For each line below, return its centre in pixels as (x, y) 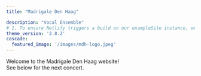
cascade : (17, 39)
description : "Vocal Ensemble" (45, 22)
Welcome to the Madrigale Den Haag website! (63, 61)
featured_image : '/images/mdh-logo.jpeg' (64, 45)
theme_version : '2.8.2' (36, 33)
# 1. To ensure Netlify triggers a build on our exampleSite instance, (97, 28)
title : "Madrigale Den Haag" (42, 12)
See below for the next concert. (45, 68)
